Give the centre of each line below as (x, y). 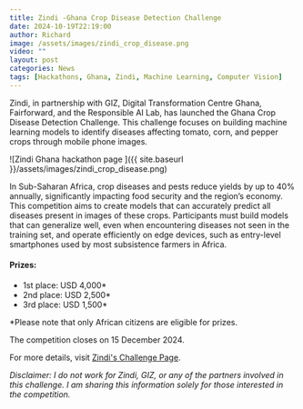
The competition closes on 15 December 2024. (97, 339)
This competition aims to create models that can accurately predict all (140, 205)
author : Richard (40, 35)
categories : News (42, 69)
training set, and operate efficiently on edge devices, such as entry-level (146, 234)
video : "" (28, 52)
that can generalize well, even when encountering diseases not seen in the (149, 224)
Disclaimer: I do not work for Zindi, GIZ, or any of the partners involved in (146, 374)
